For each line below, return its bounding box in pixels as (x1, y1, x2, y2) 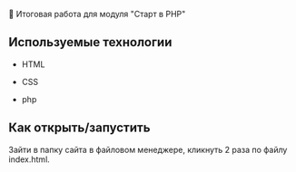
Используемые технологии (8, 34, 173, 50)
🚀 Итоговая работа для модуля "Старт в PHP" (8, 9, 186, 19)
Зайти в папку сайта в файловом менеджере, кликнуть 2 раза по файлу (8, 144, 288, 155)
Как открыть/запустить (8, 120, 151, 136)
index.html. (8, 154, 51, 165)
